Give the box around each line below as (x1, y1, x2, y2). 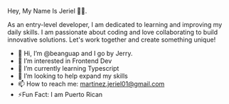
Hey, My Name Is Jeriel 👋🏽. (7, 7, 87, 15)
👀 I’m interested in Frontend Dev (17, 57, 112, 65)
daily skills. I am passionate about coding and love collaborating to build (7, 28, 218, 36)
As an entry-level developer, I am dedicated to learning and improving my (7, 21, 223, 28)
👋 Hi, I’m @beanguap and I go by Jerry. (17, 50, 133, 57)
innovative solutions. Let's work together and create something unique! (7, 35, 216, 44)
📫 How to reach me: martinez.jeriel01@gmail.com (17, 80, 165, 88)
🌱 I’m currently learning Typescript (17, 64, 119, 72)
